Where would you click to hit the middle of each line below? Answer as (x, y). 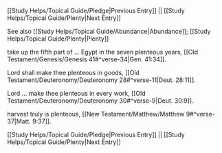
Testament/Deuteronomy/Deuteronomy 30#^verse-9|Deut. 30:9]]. (100, 101)
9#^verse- (200, 114)
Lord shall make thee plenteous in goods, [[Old (73, 73)
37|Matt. (19, 121)
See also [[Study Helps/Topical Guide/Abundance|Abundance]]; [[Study (109, 31)
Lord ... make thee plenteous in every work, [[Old (76, 93)
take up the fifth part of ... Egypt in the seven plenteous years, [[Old (102, 52)
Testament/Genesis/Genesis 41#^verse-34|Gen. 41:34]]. (87, 59)
